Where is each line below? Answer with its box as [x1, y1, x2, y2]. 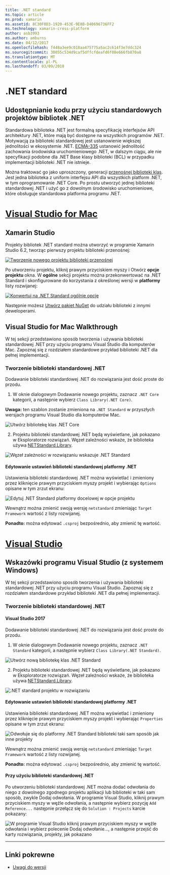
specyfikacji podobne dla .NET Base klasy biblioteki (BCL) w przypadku [5, 154, 154, 160]
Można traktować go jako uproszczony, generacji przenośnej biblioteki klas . [5, 169, 163, 175]
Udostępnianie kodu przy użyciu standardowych [5, 106, 162, 114]
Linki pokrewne [5, 851, 55, 859]
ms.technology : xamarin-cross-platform [5, 26, 90, 31]
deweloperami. [5, 308, 36, 314]
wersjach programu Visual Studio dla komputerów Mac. [5, 412, 121, 418]
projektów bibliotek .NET [5, 113, 85, 122]
